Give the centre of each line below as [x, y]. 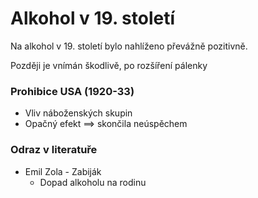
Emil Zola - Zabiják [63, 171]
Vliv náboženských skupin [78, 113]
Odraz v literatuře [54, 150]
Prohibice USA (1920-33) [72, 91]
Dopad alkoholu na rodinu [93, 182]
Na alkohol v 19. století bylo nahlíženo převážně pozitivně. [129, 46]
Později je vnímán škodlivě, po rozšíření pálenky [109, 65]
